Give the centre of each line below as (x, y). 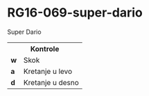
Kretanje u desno (51, 82)
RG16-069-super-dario (75, 13)
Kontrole (45, 48)
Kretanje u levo (48, 71)
